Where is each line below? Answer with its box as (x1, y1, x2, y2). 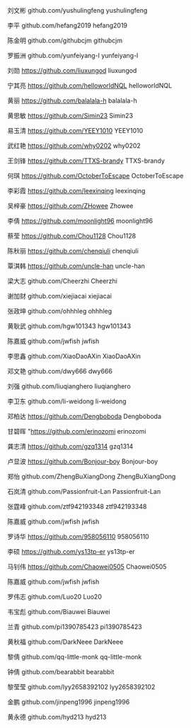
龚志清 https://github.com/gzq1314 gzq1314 (7, 442, 134, 451)
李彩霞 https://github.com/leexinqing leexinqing (7, 187, 146, 195)
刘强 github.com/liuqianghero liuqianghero (7, 382, 131, 391)
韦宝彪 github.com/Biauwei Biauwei (7, 608, 111, 616)
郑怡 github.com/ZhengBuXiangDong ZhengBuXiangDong (7, 473, 176, 480)
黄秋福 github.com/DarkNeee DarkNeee (7, 637, 124, 646)
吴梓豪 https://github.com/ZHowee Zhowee (7, 202, 134, 210)
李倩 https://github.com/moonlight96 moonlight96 (7, 216, 154, 225)
